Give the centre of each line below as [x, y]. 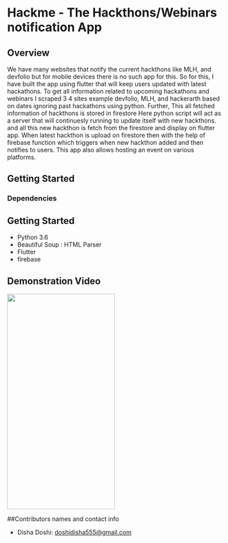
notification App [54, 27]
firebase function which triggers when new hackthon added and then [105, 142]
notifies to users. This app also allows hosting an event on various [101, 150]
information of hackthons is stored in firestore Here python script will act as [114, 113]
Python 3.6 [32, 237]
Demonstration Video [54, 281]
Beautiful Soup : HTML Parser [59, 245]
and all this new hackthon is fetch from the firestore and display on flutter [111, 128]
